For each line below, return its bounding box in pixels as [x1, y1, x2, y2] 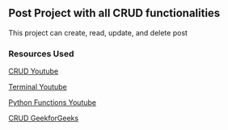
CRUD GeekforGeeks [8, 113, 79, 124]
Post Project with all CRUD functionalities [8, 6, 221, 20]
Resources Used [8, 48, 74, 59]
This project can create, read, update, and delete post [8, 27, 188, 37]
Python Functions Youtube [8, 98, 97, 107]
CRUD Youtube [8, 66, 59, 76]
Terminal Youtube [8, 82, 67, 92]
